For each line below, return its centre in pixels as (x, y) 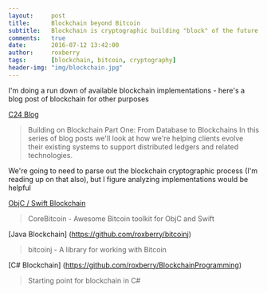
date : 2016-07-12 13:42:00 (64, 46)
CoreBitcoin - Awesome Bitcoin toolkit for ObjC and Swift (121, 218)
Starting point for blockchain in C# (84, 280)
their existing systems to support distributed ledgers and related (133, 146)
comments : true (37, 38)
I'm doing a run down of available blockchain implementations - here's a (127, 90)
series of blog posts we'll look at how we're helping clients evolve (135, 138)
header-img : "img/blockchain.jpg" (66, 68)
